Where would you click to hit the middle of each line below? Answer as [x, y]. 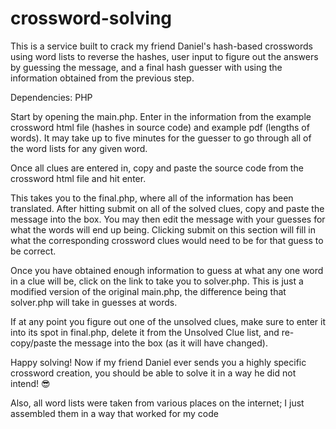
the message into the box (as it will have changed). [163, 343]
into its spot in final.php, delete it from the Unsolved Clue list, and [145, 332]
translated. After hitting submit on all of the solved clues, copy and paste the [167, 208]
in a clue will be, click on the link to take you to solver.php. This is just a [157, 281]
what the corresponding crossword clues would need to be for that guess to [167, 240]
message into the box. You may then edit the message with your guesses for [168, 219]
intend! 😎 [30, 383]
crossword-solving [91, 18]
